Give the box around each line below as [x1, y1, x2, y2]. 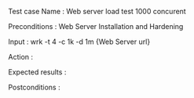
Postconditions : [8, 82, 60, 92]
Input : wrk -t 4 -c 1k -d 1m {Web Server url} [8, 37, 151, 46]
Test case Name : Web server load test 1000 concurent [8, 7, 186, 16]
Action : [8, 53, 34, 61]
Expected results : [8, 67, 67, 77]
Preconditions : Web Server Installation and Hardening [8, 22, 184, 31]
